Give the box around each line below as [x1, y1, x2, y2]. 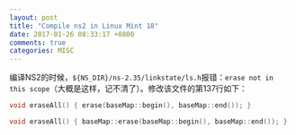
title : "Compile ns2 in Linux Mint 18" [9, 21, 159, 30]
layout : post [9, 13, 58, 22]
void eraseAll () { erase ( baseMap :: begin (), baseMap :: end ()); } [9, 101, 252, 110]
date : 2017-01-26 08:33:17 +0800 [9, 30, 135, 38]
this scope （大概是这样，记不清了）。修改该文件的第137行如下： [9, 83, 247, 94]
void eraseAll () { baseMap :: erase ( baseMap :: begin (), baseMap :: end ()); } [9, 117, 288, 126]
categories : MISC [9, 46, 75, 55]
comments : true [9, 38, 67, 47]
